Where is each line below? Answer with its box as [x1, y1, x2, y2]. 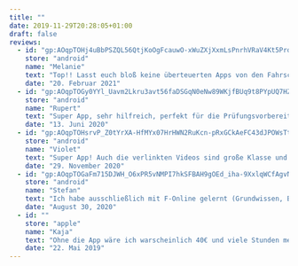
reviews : [9, 37, 42, 47]
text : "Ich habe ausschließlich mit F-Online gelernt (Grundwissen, [25, 194, 284, 204]
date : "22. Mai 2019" [25, 244, 105, 253]
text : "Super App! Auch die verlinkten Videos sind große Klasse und [25, 153, 288, 162]
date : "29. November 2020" [25, 161, 125, 170]
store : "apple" [25, 219, 82, 228]
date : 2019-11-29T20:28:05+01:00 [9, 21, 133, 30]
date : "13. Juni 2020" [25, 121, 109, 129]
